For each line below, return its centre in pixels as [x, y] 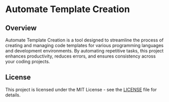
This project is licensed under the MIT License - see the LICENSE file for [81, 89]
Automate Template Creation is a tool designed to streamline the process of [84, 40]
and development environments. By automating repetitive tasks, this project [84, 51]
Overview [21, 28]
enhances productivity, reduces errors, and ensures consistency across [81, 56]
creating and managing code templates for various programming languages [84, 45]
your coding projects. [28, 61]
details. [13, 95]
